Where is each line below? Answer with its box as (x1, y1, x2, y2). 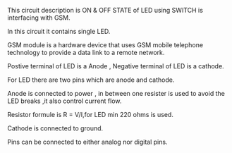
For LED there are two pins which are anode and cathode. (7, 75, 175, 84)
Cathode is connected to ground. (7, 124, 104, 133)
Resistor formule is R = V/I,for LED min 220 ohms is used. (7, 111, 174, 118)
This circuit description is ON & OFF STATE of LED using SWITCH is (7, 6, 203, 14)
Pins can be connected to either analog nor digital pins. (7, 137, 168, 146)
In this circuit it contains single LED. (7, 27, 111, 35)
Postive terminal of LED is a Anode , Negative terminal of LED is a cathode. (7, 62, 224, 70)
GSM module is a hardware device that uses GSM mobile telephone (7, 41, 203, 49)
